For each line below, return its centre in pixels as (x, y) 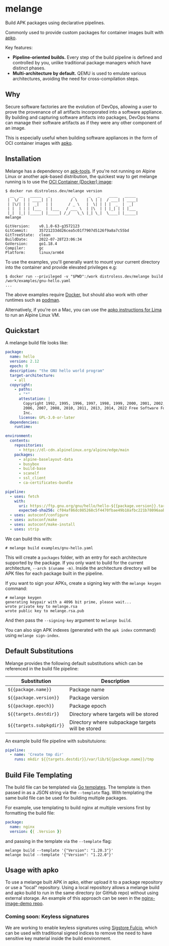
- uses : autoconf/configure (39, 515)
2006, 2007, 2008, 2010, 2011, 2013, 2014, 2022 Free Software (91, 408)
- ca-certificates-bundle (46, 483)
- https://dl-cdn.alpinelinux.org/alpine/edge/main (74, 450)
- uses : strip (24, 529)
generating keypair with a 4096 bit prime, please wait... (68, 602)
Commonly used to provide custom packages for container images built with (84, 32)
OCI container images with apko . (39, 143)
